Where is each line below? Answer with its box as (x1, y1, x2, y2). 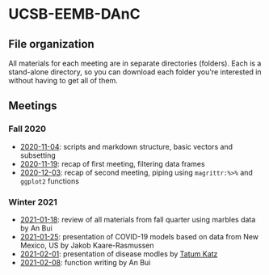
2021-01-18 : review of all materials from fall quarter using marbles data (19, 214, 256, 224)
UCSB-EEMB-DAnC (8, 5, 141, 23)
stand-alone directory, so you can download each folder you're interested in (8, 67, 262, 77)
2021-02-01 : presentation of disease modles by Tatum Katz (19, 248, 218, 259)
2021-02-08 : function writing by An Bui (19, 257, 151, 267)
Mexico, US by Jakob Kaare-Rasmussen (19, 240, 154, 250)
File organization (8, 37, 95, 51)
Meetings (8, 99, 58, 113)
